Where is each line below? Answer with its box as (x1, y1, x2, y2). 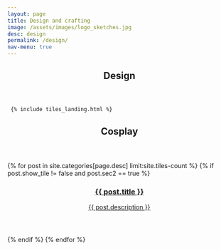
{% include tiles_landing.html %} (10, 106, 113, 113)
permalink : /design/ (7, 37, 69, 44)
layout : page (7, 10, 46, 18)
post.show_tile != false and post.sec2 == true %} (7, 169, 151, 177)
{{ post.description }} (88, 203, 151, 212)
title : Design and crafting (7, 17, 91, 24)
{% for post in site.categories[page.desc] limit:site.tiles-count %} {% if (7, 161, 215, 170)
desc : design (7, 30, 46, 38)
